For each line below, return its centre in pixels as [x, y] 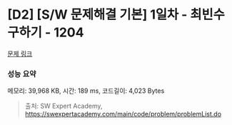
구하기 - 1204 [46, 32]
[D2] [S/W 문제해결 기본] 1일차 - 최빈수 [116, 15]
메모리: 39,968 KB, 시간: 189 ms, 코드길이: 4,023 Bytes [86, 91]
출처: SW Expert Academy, [64, 106]
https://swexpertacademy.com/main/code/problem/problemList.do [123, 114]
